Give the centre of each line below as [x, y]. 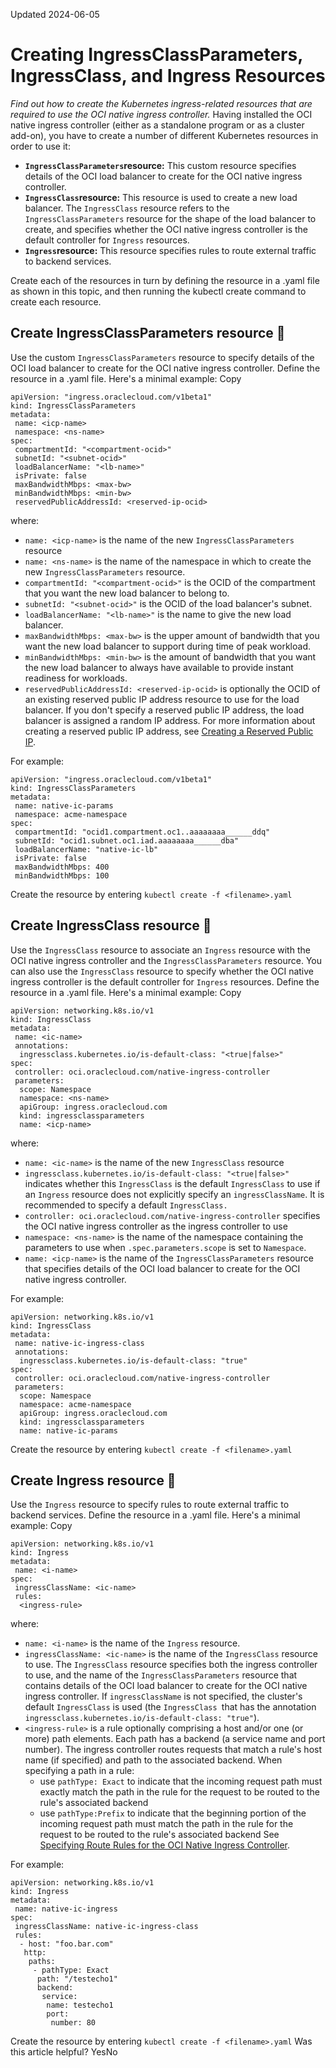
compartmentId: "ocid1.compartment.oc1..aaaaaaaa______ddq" [142, 832]
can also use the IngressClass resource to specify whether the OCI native [162, 971]
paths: [42, 1962]
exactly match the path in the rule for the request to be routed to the [180, 1792]
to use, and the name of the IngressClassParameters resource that [161, 1675]
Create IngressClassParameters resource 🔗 [148, 333]
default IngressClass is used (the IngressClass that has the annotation [170, 1707]
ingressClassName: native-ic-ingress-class [106, 1927]
